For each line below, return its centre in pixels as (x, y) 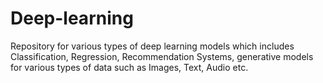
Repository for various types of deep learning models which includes (152, 46)
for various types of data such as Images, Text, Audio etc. (129, 67)
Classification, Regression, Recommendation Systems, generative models (162, 56)
